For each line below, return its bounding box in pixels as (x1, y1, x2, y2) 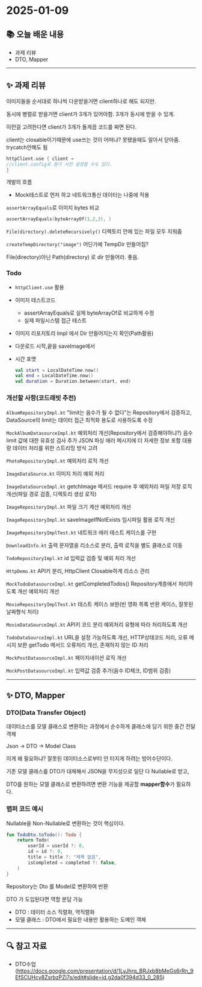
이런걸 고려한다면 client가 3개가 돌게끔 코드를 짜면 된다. (6, 123, 137, 130)
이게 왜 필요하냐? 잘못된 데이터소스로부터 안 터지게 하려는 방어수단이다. (6, 755, 173, 762)
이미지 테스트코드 (14, 296, 56, 304)
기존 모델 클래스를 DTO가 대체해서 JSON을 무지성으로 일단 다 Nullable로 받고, (6, 768, 189, 775)
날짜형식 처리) (6, 608, 39, 615)
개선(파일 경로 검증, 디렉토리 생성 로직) (6, 490, 97, 497)
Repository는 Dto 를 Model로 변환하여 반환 (6, 883, 108, 890)
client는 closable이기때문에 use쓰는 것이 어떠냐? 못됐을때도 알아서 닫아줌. (6, 136, 180, 143)
